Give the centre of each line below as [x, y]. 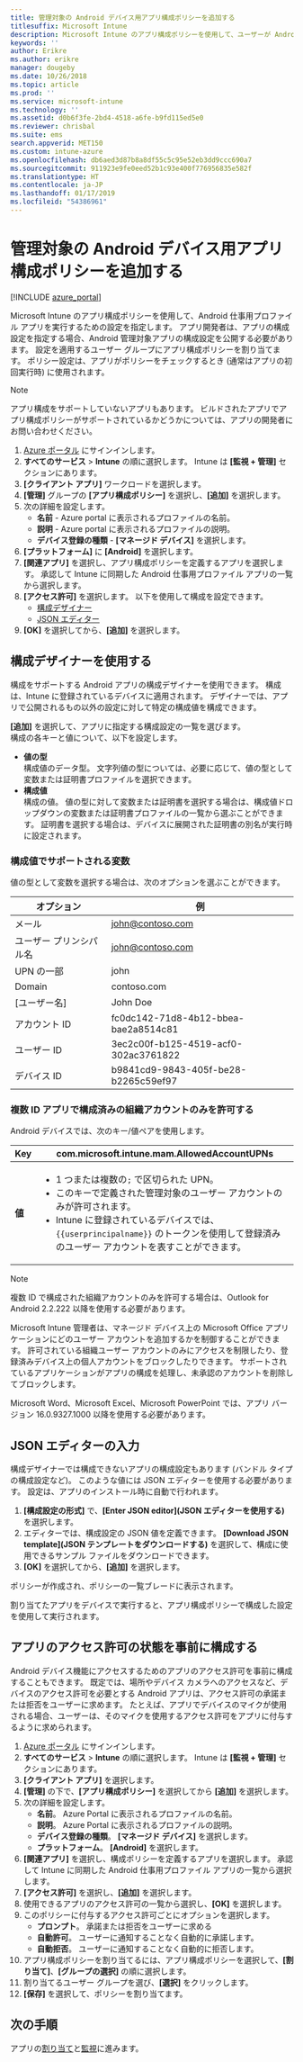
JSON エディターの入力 [75, 1445]
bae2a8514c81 [145, 1029]
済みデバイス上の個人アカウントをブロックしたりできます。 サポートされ [152, 1362]
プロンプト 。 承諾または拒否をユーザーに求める [124, 1926]
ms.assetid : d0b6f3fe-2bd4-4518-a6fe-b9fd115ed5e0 [107, 118]
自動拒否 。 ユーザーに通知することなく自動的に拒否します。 [147, 1949]
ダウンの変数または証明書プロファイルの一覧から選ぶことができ [157, 813]
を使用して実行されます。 [57, 1616]
